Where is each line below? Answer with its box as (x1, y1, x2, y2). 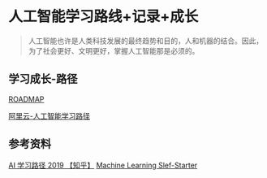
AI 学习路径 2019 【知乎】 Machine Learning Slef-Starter (8, 160, 198, 170)
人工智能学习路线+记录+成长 (8, 7, 199, 26)
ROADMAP (8, 94, 45, 104)
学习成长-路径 (8, 72, 78, 86)
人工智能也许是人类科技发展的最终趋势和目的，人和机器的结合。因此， (28, 36, 264, 46)
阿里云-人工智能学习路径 (8, 111, 91, 120)
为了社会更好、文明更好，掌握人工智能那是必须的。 (28, 46, 200, 55)
